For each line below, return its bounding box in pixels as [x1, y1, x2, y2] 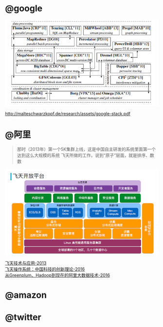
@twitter [5, 312, 41, 323]
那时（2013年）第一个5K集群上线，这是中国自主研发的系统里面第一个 [17, 146, 156, 152]
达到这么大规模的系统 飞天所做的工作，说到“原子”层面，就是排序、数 [17, 153, 155, 158]
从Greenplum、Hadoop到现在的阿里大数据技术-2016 [5, 273, 110, 278]
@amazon [5, 290, 47, 301]
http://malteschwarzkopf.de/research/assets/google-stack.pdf [5, 111, 130, 117]
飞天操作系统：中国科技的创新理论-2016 [5, 266, 85, 272]
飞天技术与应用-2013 [5, 260, 47, 266]
